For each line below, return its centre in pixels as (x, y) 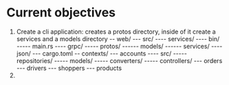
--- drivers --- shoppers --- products (69, 68)
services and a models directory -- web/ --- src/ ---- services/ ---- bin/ (118, 38)
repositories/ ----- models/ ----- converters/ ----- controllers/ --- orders (119, 60)
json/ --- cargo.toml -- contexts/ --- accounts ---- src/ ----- (101, 53)
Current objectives (61, 13)
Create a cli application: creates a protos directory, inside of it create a (116, 32)
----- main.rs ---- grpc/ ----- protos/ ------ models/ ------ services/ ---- (119, 46)
